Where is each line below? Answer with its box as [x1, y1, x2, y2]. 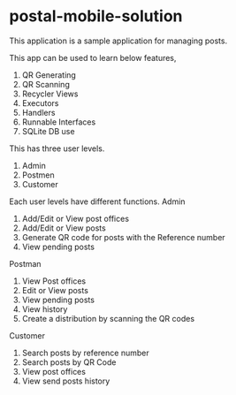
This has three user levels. [9, 143, 105, 154]
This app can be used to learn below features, [9, 52, 177, 63]
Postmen [21, 170, 55, 180]
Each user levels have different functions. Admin [9, 196, 186, 207]
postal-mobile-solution [9, 6, 183, 27]
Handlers [21, 107, 56, 118]
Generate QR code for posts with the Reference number [21, 232, 225, 242]
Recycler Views [21, 88, 79, 99]
